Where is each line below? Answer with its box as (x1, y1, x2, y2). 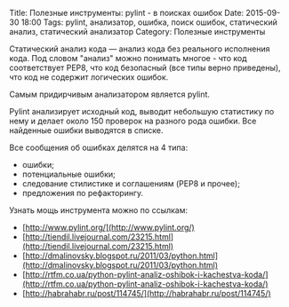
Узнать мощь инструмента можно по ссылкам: (9, 205, 189, 216)
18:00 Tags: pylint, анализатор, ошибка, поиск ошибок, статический (20, 17, 277, 28)
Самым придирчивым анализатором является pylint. (9, 89, 211, 99)
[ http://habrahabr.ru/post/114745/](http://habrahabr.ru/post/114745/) (21, 288, 271, 298)
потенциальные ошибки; (21, 169, 116, 179)
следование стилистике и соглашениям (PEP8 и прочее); (21, 178, 240, 189)
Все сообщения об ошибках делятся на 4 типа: (9, 142, 189, 153)
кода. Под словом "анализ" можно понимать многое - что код (9, 53, 247, 63)
